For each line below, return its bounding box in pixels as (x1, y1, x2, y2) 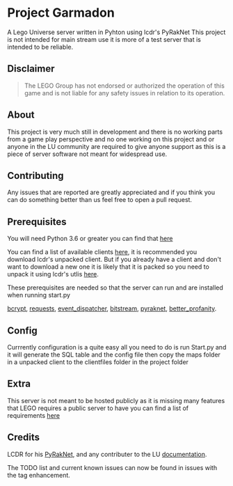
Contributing (7, 169, 64, 182)
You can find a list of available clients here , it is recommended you (7, 248, 197, 256)
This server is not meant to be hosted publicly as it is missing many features (7, 396, 225, 405)
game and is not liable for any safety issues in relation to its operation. (24, 88, 225, 97)
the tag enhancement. (7, 471, 71, 479)
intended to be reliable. (7, 42, 74, 51)
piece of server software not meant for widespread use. (7, 150, 168, 158)
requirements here (7, 411, 61, 419)
